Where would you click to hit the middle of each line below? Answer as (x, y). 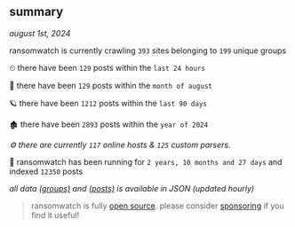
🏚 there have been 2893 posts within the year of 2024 (109, 124)
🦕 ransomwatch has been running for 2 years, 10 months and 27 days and (146, 161)
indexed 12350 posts (46, 171)
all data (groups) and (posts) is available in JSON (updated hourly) (132, 188)
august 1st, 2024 (40, 33)
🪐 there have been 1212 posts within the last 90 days (108, 103)
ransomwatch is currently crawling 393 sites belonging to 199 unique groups (148, 51)
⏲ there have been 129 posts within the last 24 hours (108, 67)
